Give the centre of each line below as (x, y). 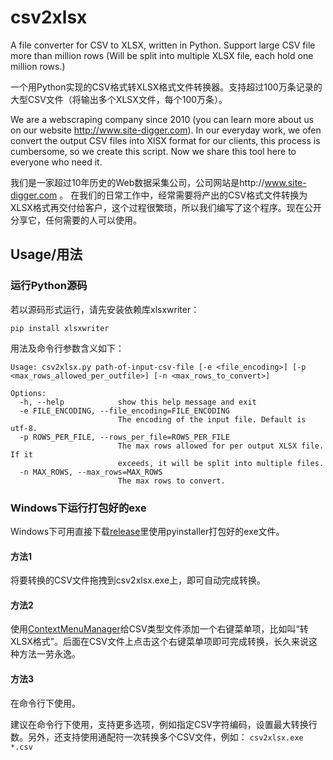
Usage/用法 (46, 254)
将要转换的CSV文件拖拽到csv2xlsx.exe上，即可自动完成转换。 (138, 580)
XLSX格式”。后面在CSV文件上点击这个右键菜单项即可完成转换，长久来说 (159, 642)
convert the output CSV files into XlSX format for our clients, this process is (165, 140)
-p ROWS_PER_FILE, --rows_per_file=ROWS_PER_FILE (124, 437)
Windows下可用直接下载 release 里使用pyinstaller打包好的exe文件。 (147, 531)
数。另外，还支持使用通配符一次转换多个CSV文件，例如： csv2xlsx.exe (157, 737)
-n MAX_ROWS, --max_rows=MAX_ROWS (91, 472)
